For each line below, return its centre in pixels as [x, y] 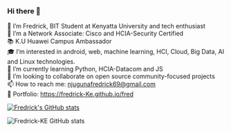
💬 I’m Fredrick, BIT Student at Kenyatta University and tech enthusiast [107, 26]
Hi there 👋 [24, 11]
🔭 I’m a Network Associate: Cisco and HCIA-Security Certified [95, 33]
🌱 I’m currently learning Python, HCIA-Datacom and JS [85, 69]
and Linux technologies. [41, 62]
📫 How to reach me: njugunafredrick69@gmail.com [81, 84]
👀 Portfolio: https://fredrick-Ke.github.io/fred [70, 94]
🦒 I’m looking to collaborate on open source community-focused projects [111, 76]
